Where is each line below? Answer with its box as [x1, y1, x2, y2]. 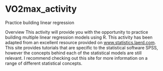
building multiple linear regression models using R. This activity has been [5, 34, 153, 40]
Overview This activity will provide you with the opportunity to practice [5, 29, 148, 35]
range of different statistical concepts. [5, 60, 82, 66]
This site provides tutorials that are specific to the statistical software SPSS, [5, 45, 158, 50]
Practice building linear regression [5, 20, 75, 25]
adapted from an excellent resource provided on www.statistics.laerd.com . [5, 39, 156, 45]
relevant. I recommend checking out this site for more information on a [5, 55, 148, 61]
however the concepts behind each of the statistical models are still [5, 50, 142, 56]
